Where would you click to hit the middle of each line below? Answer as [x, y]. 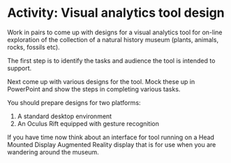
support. [20, 68]
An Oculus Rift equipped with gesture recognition [88, 123]
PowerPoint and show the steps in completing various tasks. [94, 89]
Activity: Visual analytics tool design [116, 13]
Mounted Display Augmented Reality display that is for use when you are [112, 144]
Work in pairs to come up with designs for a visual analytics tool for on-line [115, 32]
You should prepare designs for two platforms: [74, 102]
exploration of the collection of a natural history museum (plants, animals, [113, 39]
